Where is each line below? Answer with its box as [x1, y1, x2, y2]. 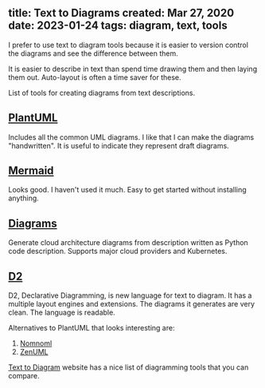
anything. [8, 193, 40, 203]
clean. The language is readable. [8, 307, 115, 318]
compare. [8, 371, 40, 381]
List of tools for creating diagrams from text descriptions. [8, 88, 196, 97]
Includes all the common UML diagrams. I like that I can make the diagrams [8, 132, 255, 142]
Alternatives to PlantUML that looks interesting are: [8, 323, 175, 333]
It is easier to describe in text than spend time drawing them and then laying [8, 64, 257, 73]
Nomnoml [19, 339, 53, 348]
